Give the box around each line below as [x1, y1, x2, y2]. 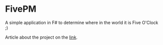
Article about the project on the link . [5, 34, 78, 40]
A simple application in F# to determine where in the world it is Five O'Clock [5, 20, 159, 25]
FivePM [5, 3, 37, 15]
